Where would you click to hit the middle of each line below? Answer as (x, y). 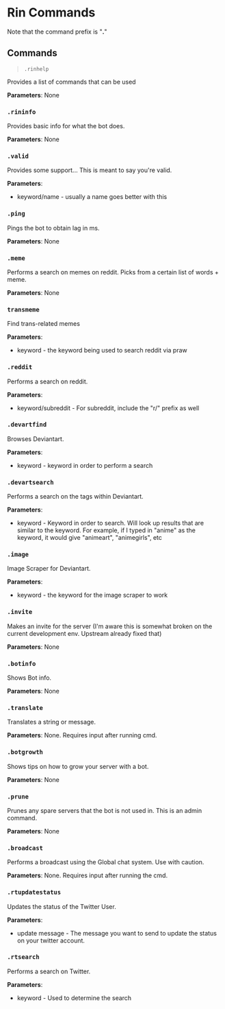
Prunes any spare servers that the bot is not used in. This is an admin (105, 810)
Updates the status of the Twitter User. (62, 906)
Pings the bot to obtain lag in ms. (53, 228)
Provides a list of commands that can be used (71, 82)
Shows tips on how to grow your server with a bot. (78, 766)
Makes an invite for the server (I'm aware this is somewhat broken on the (110, 626)
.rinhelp (36, 69)
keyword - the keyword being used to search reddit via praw (102, 351)
